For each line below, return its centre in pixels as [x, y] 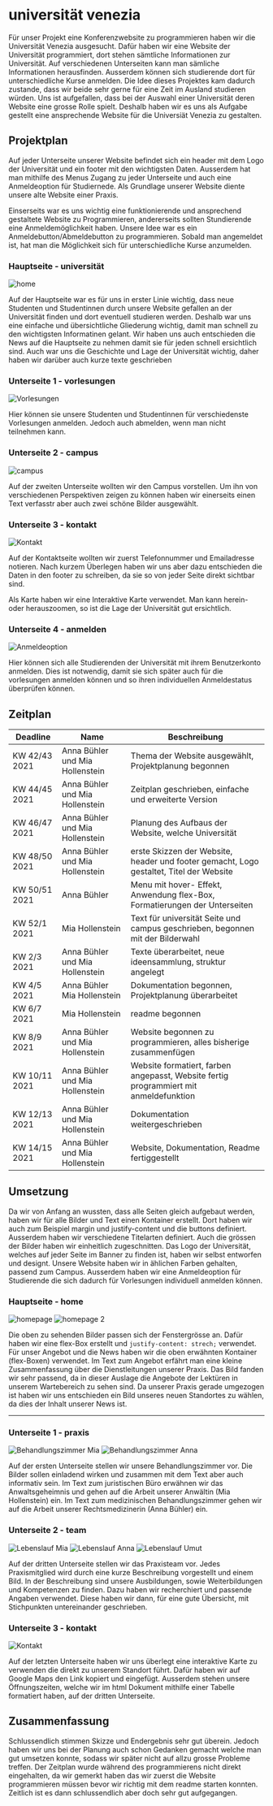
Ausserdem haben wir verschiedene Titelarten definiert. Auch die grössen [132, 1237]
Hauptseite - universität [56, 266]
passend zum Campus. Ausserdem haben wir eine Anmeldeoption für [125, 1271]
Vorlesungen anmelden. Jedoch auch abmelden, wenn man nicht [117, 423]
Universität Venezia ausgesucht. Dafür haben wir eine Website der [119, 45]
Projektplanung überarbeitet [184, 995]
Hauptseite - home [46, 1301]
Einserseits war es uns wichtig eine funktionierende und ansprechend [125, 210]
